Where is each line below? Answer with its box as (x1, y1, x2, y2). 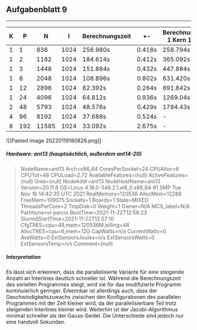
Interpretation (6, 254, 41, 261)
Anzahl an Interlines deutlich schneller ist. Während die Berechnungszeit (6, 274, 181, 281)
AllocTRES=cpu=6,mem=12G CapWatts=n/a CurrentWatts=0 (20, 227, 167, 234)
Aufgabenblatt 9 (6, 5, 67, 15)
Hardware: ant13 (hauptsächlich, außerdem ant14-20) (6, 150, 142, 157)
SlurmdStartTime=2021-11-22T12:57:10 (20, 215, 114, 222)
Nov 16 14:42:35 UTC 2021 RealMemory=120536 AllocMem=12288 (20, 190, 182, 197)
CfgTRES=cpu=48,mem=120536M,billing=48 (20, 221, 130, 228)
